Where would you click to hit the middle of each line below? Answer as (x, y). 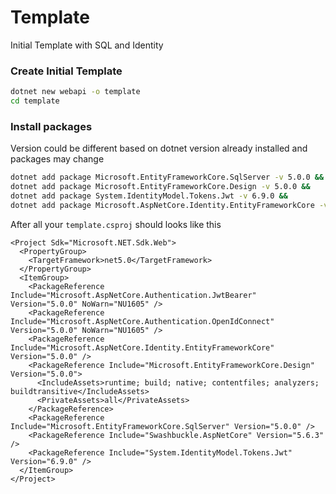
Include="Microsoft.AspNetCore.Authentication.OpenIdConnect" (142, 321)
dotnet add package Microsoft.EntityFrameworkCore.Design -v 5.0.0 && (160, 187)
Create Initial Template (66, 71)
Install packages (51, 126)
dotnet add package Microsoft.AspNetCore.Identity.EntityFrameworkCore (162, 205)
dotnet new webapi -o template (75, 92)
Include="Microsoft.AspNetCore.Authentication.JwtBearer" (133, 295)
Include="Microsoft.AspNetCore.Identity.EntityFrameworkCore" (142, 347)
